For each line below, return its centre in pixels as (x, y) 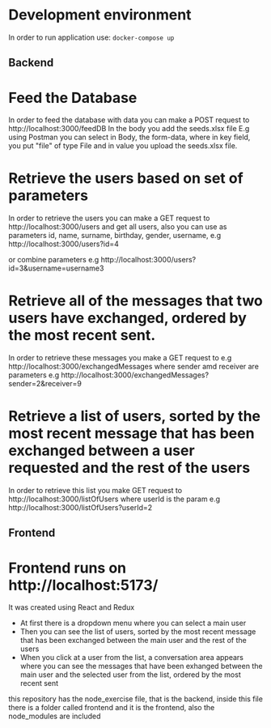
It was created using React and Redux (72, 607)
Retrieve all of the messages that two (135, 301)
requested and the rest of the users (129, 468)
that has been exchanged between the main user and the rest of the (133, 641)
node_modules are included (55, 716)
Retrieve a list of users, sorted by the (135, 417)
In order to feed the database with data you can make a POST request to (129, 120)
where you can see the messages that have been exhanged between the (141, 666)
